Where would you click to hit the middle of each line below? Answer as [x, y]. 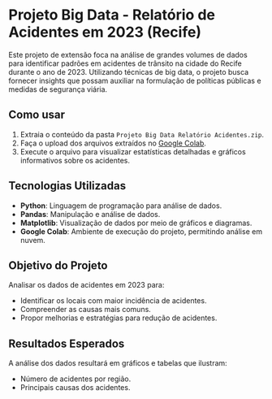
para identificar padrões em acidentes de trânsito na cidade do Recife [125, 63]
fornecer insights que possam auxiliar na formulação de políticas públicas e [135, 80]
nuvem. [33, 240]
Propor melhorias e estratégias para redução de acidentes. [119, 318]
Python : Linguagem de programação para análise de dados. [121, 206]
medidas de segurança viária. [58, 89]
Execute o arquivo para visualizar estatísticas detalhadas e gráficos [133, 151]
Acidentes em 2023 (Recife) [105, 32]
